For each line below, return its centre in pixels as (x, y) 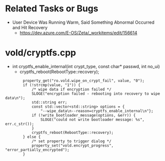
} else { (32, 137)
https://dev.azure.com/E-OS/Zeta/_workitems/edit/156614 (78, 33)
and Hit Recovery (30, 27)
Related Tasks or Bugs (52, 9)
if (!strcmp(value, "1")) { (52, 85)
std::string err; (49, 102)
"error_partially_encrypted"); (37, 150)
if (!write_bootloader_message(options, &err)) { (83, 115)
